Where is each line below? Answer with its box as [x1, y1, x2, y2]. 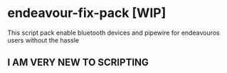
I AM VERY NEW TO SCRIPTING [7, 57, 149, 69]
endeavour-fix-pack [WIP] [7, 5, 167, 21]
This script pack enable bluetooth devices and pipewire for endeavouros [7, 28, 220, 37]
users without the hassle [7, 35, 80, 44]
